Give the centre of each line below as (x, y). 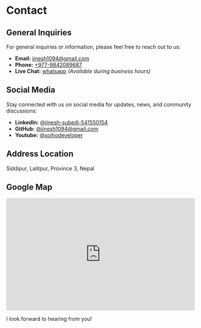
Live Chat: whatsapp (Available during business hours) (83, 71)
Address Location (40, 154)
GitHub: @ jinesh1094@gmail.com (57, 129)
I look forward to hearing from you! (49, 319)
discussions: (22, 111)
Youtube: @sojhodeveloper (49, 135)
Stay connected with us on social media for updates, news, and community (99, 104)
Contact (27, 10)
